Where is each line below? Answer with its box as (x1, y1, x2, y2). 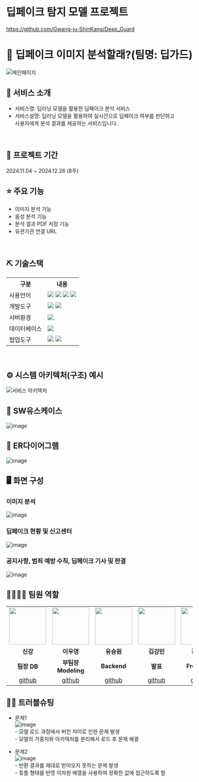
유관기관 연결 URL (14, 228, 57, 235)
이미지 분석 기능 (14, 205, 52, 213)
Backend (101, 661, 126, 670)
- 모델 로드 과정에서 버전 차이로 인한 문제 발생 (14, 728, 120, 735)
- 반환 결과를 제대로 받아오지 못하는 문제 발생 (14, 762, 118, 769)
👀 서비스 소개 (6, 88, 52, 98)
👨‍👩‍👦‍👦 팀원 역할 (6, 590, 59, 600)
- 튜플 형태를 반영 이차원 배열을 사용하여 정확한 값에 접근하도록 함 (14, 770, 166, 777)
